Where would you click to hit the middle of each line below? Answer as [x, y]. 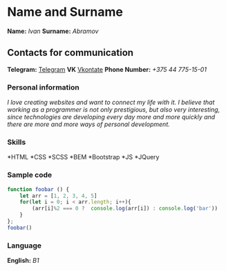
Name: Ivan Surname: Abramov [53, 31]
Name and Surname [65, 12]
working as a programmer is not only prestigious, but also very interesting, [114, 110]
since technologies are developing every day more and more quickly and [111, 117]
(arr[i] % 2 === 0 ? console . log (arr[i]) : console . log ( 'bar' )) [125, 209]
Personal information [43, 87]
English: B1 [23, 261]
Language [25, 245]
